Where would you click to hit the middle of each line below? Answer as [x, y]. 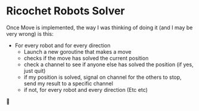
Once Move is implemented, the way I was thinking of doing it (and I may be [99, 27]
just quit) [35, 70]
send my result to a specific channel [68, 83]
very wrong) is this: [30, 33]
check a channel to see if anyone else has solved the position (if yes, [108, 64]
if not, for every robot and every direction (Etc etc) [86, 90]
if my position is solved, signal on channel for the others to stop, [103, 77]
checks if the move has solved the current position [86, 58]
